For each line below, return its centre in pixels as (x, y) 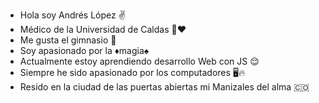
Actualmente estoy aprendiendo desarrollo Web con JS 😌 (139, 61)
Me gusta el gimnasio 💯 (68, 40)
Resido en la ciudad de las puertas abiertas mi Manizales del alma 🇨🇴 (164, 87)
